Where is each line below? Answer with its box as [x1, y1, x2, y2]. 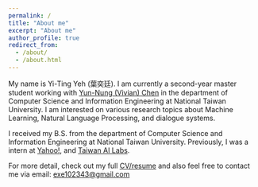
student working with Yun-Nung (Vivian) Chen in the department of [8, 88, 229, 97]
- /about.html [15, 56, 62, 64]
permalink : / [8, 11, 52, 20]
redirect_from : [8, 41, 59, 49]
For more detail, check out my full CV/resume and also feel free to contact [8, 161, 250, 170]
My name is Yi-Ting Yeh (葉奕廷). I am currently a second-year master [8, 79, 237, 88]
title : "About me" [8, 19, 69, 27]
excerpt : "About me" [8, 26, 77, 34]
